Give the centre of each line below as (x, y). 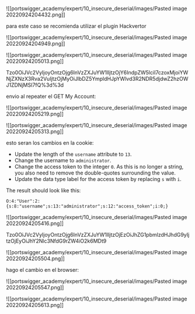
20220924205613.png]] (35, 305)
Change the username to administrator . (63, 160)
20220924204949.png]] (36, 44)
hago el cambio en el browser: (43, 270)
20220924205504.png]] (36, 258)
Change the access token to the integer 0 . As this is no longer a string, (99, 167)
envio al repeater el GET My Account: (51, 96)
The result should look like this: (43, 190)
